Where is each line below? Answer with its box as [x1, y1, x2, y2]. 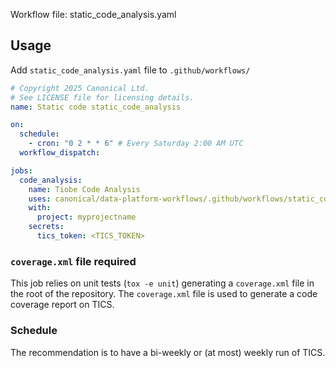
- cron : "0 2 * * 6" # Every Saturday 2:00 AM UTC [28, 139, 244, 149]
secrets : [28, 222, 65, 232]
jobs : [10, 165, 33, 176]
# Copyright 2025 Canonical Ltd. [10, 83, 150, 93]
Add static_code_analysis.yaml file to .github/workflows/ [10, 64, 251, 76]
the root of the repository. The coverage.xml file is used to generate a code [10, 288, 318, 300]
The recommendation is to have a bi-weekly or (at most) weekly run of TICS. [10, 346, 326, 358]
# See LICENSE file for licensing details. [10, 92, 195, 103]
